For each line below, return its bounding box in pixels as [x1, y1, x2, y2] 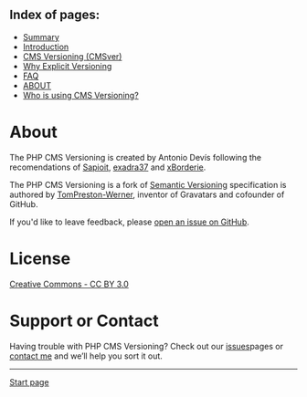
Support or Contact [9, 310, 159, 331]
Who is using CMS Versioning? [22, 89, 139, 100]
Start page [9, 376, 49, 387]
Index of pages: [9, 7, 101, 23]
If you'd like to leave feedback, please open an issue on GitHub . [9, 216, 249, 227]
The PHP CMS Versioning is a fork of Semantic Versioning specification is [9, 179, 287, 190]
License [9, 248, 71, 268]
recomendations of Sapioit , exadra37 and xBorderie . [9, 162, 206, 172]
